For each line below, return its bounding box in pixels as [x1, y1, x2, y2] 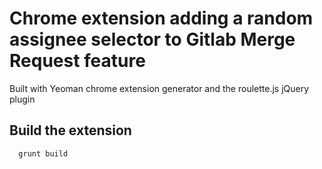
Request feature [9, 50, 146, 72]
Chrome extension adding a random [9, 7, 314, 30]
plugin [9, 93, 36, 105]
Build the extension [9, 122, 132, 139]
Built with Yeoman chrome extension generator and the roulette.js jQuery [9, 82, 310, 94]
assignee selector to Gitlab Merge [9, 28, 296, 51]
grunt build [18, 148, 69, 159]
